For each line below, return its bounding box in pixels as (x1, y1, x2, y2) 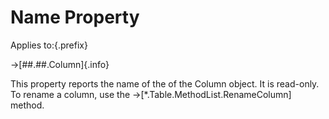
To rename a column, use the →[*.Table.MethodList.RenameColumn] (10, 88, 292, 100)
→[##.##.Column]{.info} (10, 58, 110, 70)
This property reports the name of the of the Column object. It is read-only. (10, 77, 320, 90)
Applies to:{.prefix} (10, 39, 88, 51)
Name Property (10, 6, 140, 29)
